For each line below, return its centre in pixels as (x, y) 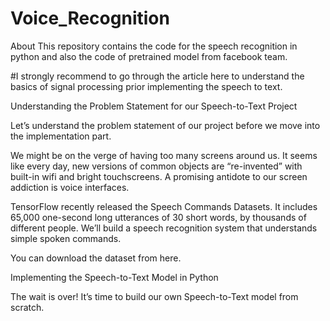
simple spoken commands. (66, 238)
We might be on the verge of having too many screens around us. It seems (164, 155)
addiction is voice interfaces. (70, 187)
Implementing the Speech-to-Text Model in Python (114, 277)
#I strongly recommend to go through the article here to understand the (157, 76)
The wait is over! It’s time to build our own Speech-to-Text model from (154, 296)
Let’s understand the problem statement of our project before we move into (165, 125)
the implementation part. (61, 136)
